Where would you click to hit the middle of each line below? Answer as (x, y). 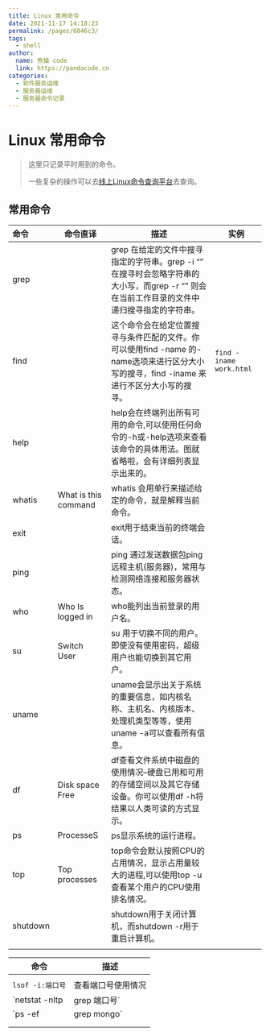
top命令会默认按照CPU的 (158, 851)
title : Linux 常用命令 (44, 16)
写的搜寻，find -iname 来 (159, 373)
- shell (29, 46)
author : (21, 53)
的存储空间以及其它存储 (155, 784)
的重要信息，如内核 (147, 696)
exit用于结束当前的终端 (154, 527)
